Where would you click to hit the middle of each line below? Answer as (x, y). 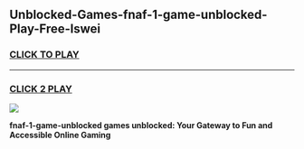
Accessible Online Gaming (60, 135)
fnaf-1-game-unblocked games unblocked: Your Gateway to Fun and (141, 125)
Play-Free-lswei (55, 29)
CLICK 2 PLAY (41, 88)
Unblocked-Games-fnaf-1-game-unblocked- (138, 15)
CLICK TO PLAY (44, 55)
